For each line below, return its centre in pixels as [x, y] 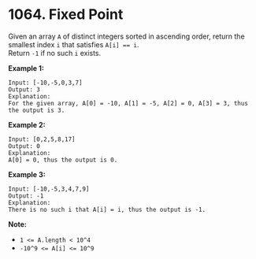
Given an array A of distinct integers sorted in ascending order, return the [127, 36]
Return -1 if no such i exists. [55, 53]
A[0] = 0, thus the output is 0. [63, 160]
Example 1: [26, 68]
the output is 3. [37, 110]
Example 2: [27, 124]
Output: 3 [24, 89]
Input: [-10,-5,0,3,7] [45, 83]
